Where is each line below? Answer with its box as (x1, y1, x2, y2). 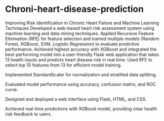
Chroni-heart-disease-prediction (5, 3, 144, 15)
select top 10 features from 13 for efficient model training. (5, 62, 122, 68)
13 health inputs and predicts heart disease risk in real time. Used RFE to (5, 57, 153, 62)
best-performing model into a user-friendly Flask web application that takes (5, 51, 159, 58)
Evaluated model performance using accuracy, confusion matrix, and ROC (5, 81, 157, 87)
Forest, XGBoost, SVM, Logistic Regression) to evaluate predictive (5, 41, 139, 47)
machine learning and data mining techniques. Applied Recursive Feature (5, 30, 154, 36)
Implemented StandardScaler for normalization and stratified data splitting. (5, 71, 157, 77)
